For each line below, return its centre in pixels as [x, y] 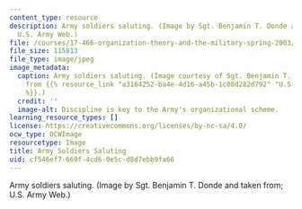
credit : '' [38, 101]
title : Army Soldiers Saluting [68, 151]
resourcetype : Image [48, 143]
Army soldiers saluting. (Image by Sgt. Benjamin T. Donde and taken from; [147, 185]
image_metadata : [40, 68]
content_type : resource [54, 17]
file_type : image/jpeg [52, 59]
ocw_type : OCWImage [46, 135]
